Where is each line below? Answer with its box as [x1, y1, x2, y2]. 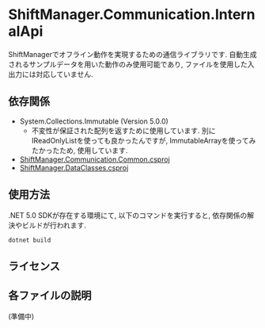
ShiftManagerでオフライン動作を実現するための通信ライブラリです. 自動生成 [8, 49, 257, 59]
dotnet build [8, 236, 51, 244]
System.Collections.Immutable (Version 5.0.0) [19, 116, 168, 126]
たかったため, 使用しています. [31, 145, 128, 155]
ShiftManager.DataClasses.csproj [19, 162, 129, 172]
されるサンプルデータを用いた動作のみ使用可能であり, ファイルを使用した [8, 59, 248, 69]
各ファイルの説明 [8, 289, 92, 303]
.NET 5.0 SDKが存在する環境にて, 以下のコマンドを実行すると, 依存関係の [8, 210, 248, 219]
